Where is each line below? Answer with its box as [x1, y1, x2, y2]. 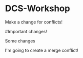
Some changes [5, 38, 36, 44]
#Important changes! [5, 28, 47, 34]
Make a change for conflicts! [5, 19, 62, 25]
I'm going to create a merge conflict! [5, 47, 79, 53]
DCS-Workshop [5, 3, 70, 14]
